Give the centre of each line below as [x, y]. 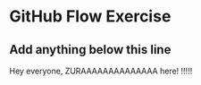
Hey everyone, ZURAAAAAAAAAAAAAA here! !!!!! [101, 71]
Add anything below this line [90, 50]
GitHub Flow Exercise [90, 17]
